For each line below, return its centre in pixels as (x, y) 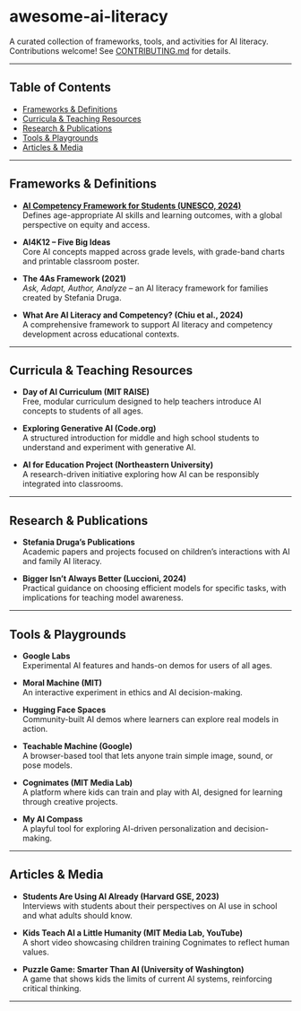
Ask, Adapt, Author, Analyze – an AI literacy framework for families (145, 288)
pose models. (47, 765)
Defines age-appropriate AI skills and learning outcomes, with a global (152, 215)
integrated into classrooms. (73, 484)
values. (35, 952)
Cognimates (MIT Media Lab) (77, 783)
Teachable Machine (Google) (77, 746)
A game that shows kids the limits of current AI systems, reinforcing (147, 979)
